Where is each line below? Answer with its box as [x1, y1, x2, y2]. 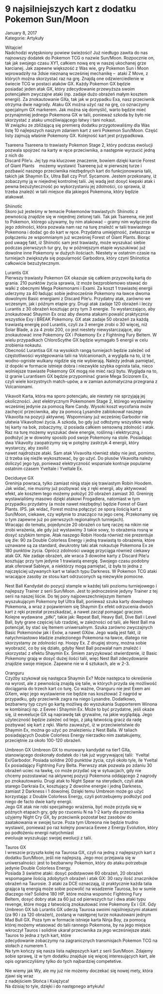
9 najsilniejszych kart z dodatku [5, 3, 136, 15]
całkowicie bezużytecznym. [5, 260, 61, 266]
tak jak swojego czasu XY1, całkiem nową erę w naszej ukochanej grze [5, 60, 147, 66]
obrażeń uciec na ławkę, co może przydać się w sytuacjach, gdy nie [5, 767, 142, 773]
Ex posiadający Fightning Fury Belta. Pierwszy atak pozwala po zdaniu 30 [5, 762, 152, 768]
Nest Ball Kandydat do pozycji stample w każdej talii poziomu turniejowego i [5, 583, 157, 588]
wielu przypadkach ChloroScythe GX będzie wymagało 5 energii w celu [5, 337, 148, 343]
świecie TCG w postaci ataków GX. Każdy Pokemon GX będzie [5, 80, 131, 86]
